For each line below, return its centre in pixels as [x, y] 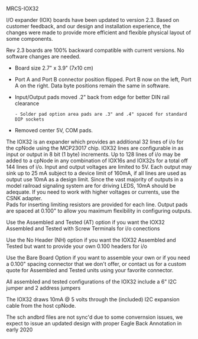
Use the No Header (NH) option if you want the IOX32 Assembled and [91, 240]
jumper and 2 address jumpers [43, 288]
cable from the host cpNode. [41, 306]
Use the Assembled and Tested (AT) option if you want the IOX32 [86, 222]
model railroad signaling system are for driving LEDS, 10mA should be [91, 186]
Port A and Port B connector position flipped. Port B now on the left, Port [103, 79]
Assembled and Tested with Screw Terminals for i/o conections [83, 229]
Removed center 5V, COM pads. [54, 130]
